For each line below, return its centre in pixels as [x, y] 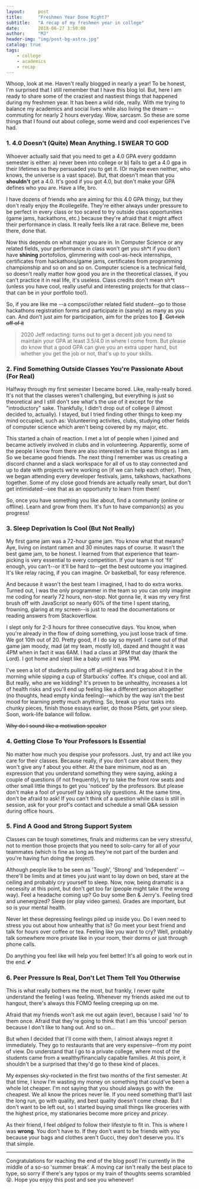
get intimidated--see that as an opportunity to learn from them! [83, 489]
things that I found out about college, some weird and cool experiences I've [98, 122]
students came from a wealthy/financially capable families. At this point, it [96, 1058]
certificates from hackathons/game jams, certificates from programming [94, 261]
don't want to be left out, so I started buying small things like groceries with [98, 1107]
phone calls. [21, 944]
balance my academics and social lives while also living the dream [87, 109]
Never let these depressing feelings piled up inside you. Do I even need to [96, 919]
